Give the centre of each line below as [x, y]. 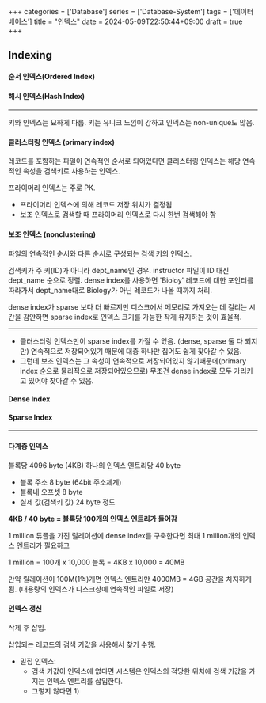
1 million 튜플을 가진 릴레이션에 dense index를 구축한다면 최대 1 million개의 [125, 535]
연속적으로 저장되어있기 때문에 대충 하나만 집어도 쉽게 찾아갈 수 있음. [136, 351]
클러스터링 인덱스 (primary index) [61, 142]
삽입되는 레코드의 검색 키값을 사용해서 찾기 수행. [82, 644]
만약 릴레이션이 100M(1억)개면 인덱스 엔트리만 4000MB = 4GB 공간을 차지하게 [130, 579]
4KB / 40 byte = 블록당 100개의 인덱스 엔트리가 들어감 [93, 519]
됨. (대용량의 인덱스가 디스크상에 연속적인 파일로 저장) [91, 589]
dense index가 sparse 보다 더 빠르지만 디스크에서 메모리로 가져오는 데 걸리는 [128, 306]
